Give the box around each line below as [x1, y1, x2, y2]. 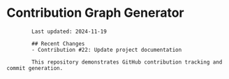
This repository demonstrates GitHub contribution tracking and [31, 58, 223, 66]
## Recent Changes [31, 40, 85, 47]
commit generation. [6, 64, 64, 71]
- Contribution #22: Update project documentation [31, 46, 182, 53]
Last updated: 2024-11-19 [31, 28, 108, 35]
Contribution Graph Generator [6, 5, 184, 21]
